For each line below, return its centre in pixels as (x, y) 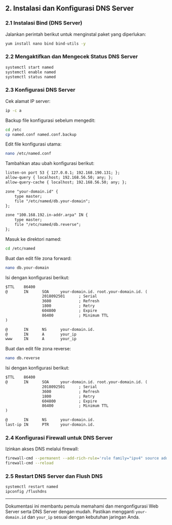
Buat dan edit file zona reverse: (38, 349)
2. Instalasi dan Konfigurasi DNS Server (70, 8)
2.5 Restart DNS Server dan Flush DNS (54, 476)
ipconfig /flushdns (26, 492)
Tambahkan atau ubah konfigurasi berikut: (50, 163)
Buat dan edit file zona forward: (38, 258)
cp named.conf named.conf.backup (41, 134)
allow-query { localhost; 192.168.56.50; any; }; (59, 178)
